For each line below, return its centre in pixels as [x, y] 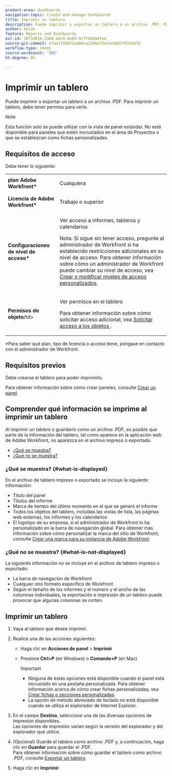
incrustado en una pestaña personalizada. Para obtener [87, 684]
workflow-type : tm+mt [28, 48]
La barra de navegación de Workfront [52, 578]
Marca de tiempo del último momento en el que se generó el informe [85, 506]
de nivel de [22, 252]
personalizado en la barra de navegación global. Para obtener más [83, 528]
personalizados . [79, 283]
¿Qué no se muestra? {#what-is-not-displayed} [66, 552]
